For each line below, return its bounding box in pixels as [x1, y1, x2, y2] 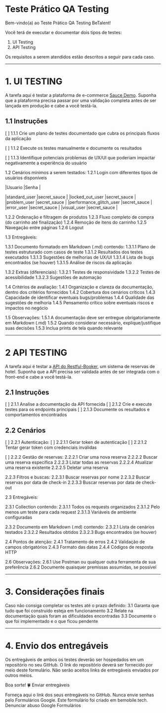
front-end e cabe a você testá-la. [5, 374, 73, 380]
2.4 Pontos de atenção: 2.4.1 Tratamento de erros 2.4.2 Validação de [5, 539, 145, 545]
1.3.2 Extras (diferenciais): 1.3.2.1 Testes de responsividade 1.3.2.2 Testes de [5, 269, 160, 275]
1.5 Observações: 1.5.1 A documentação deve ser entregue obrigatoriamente [5, 314, 161, 320]
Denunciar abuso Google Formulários [5, 703, 82, 709]
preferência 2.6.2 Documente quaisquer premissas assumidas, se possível [5, 564, 157, 570]
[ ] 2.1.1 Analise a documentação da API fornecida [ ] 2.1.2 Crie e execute [5, 401, 152, 407]
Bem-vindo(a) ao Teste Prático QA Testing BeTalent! [5, 20, 111, 26]
